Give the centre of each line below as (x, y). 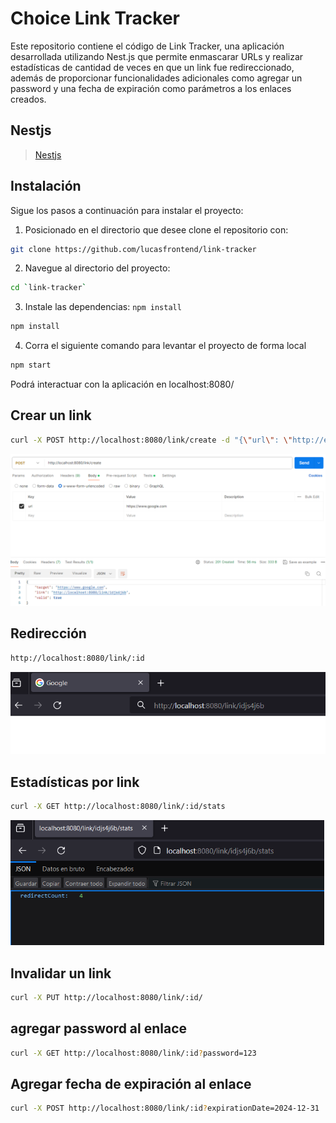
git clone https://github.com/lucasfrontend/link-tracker (133, 249)
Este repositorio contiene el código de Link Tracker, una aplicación (147, 46)
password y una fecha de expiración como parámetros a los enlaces (151, 88)
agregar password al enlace (99, 1028)
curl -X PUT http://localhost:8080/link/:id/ (106, 997)
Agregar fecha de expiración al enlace (131, 1083)
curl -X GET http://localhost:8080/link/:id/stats (118, 807)
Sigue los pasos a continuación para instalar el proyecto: (127, 210)
